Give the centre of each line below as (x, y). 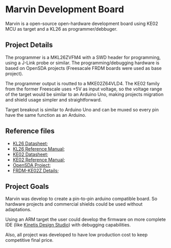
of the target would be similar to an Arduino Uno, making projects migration (84, 94)
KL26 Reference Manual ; (39, 148)
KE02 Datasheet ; (30, 154)
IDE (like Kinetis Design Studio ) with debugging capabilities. (68, 225)
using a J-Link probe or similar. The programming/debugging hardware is (82, 63)
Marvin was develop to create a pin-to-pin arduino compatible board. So (81, 199)
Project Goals (27, 187)
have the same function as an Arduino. (46, 115)
